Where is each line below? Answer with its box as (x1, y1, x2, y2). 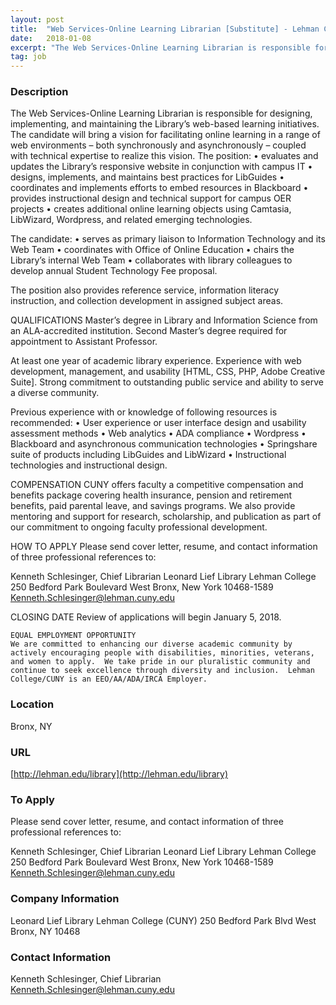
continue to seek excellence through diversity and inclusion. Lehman (10, 666, 315, 676)
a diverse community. (10, 387, 100, 399)
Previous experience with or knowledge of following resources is (10, 406, 278, 418)
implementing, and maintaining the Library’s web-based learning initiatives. (10, 118, 320, 130)
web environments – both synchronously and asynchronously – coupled (10, 139, 307, 151)
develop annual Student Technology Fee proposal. (10, 265, 218, 277)
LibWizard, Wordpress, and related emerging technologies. (10, 214, 253, 226)
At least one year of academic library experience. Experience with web (10, 355, 302, 367)
